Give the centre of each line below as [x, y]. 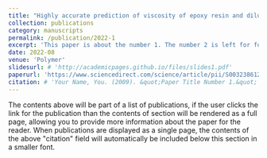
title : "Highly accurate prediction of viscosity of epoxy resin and [126, 15]
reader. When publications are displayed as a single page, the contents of [129, 130]
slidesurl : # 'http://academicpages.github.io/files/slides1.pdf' [120, 67]
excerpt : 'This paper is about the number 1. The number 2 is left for [129, 45]
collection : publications [51, 23]
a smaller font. [32, 147]
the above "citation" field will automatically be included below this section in [133, 138]
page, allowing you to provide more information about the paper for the [124, 121]
